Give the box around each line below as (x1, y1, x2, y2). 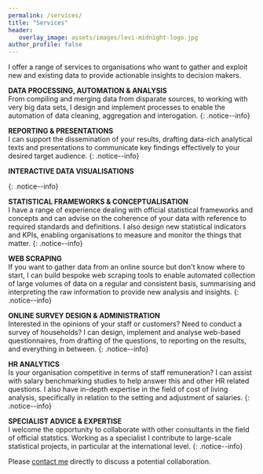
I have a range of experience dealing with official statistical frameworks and (8, 205, 254, 215)
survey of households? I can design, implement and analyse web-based (8, 328, 241, 337)
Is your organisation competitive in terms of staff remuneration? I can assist (8, 368, 253, 377)
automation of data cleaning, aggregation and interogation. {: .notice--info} (8, 111, 251, 120)
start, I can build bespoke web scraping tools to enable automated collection (8, 270, 255, 280)
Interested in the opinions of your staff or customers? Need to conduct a (8, 319, 242, 329)
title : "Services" (8, 19, 68, 27)
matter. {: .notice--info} (8, 239, 83, 248)
